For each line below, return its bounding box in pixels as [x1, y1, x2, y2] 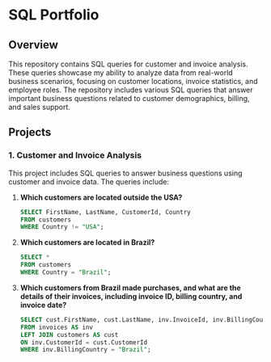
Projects [8, 125, 52, 139]
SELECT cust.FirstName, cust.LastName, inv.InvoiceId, [19, 315, 210, 324]
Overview [8, 38, 59, 52]
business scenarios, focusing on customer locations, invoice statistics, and [8, 77, 258, 86]
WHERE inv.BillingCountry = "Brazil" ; [19, 346, 151, 354]
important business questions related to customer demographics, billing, [8, 94, 250, 103]
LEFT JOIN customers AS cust [19, 330, 119, 339]
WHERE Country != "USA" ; [19, 223, 104, 231]
